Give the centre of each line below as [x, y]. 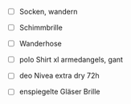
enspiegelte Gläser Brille [59, 92]
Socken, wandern [48, 12]
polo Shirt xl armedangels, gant [71, 60]
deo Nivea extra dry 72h [59, 76]
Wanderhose [40, 44]
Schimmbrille [41, 28]
